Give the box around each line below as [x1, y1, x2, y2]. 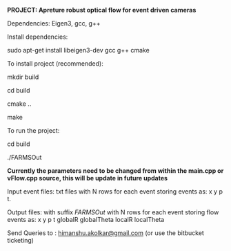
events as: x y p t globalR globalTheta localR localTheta [7, 216, 165, 223]
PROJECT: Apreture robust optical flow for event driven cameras [7, 6, 197, 14]
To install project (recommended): [7, 59, 103, 68]
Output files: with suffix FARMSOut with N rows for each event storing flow [7, 208, 219, 216]
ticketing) [7, 236, 34, 244]
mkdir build [7, 73, 39, 81]
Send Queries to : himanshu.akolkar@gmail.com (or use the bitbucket [7, 229, 205, 237]
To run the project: [7, 127, 60, 134]
